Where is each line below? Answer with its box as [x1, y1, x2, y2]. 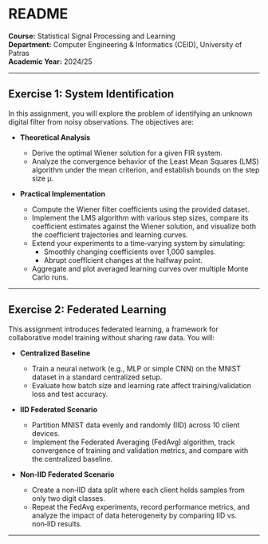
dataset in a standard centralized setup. [31, 372, 163, 382]
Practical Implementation [19, 189, 106, 198]
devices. [31, 428, 60, 438]
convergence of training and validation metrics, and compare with [31, 445, 249, 455]
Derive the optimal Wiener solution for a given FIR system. [31, 148, 223, 157]
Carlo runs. [31, 272, 69, 282]
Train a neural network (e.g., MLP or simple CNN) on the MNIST [31, 363, 242, 373]
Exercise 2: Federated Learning [8, 303, 167, 316]
